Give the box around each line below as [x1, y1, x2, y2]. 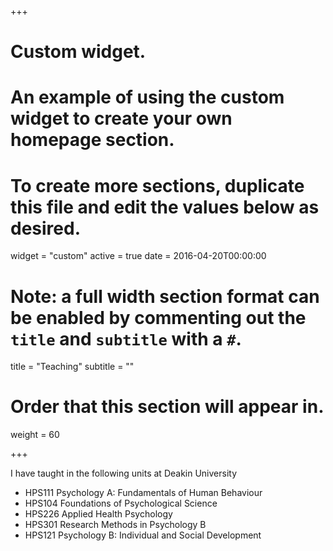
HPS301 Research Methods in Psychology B [24, 519, 207, 531]
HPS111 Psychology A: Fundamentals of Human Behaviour [24, 487, 263, 499]
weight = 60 [10, 429, 60, 441]
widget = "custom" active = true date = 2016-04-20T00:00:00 [10, 250, 267, 262]
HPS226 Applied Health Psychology [24, 508, 173, 520]
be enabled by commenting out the [10, 306, 307, 329]
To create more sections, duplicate [10, 174, 305, 197]
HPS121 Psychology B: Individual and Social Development [24, 529, 262, 541]
